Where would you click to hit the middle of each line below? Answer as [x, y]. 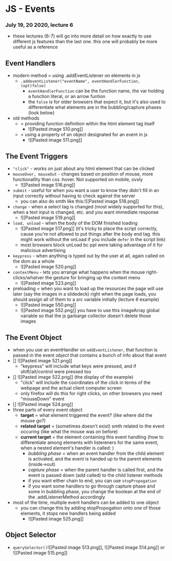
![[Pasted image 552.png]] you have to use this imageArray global [90, 311]
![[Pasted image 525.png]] [56, 518]
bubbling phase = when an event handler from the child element [96, 453]
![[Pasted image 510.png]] [55, 129]
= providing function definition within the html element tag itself [88, 124]
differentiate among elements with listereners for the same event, [89, 442]
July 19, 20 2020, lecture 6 [39, 25]
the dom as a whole [34, 261]
